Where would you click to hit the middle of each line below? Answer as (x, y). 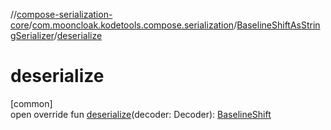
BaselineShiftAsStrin (278, 25)
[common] (31, 103)
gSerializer (32, 35)
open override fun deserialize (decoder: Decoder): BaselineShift (141, 114)
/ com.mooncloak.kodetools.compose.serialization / (133, 25)
